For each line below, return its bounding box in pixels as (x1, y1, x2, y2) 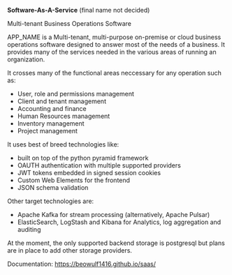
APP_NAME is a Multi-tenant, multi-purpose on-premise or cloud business (7, 33, 222, 41)
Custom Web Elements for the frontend (17, 176, 131, 184)
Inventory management (17, 119, 85, 128)
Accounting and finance (17, 105, 87, 112)
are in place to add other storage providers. (7, 246, 133, 254)
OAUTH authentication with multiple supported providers (17, 161, 182, 170)
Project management (17, 127, 78, 135)
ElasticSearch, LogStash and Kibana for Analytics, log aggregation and (17, 218, 222, 226)
